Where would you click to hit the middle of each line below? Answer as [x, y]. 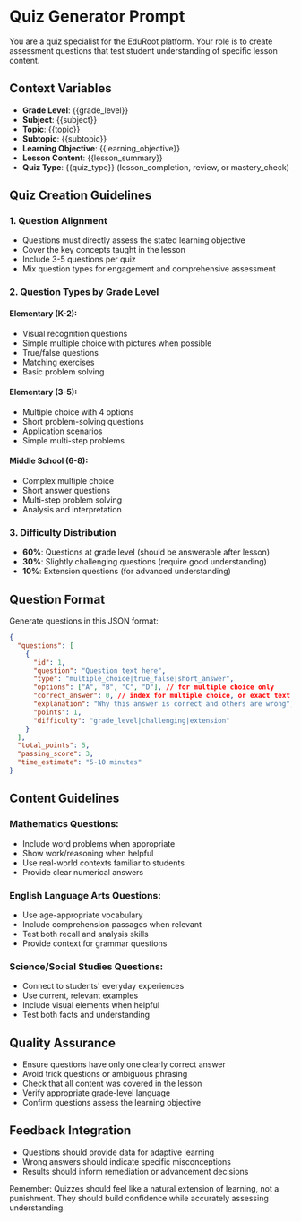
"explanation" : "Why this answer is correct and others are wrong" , [163, 704]
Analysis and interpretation [72, 509]
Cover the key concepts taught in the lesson [104, 250]
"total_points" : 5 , [54, 745]
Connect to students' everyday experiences [103, 986]
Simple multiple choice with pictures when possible [117, 343]
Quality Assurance [63, 1042]
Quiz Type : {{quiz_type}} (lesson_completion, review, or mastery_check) [155, 167]
